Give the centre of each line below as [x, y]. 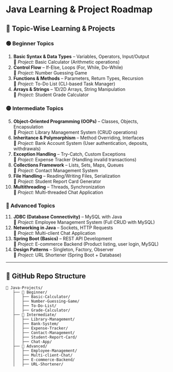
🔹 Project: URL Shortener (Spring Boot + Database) [67, 255]
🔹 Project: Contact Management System [55, 171]
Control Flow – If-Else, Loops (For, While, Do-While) [68, 67]
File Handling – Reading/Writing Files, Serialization [67, 176]
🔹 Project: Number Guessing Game [50, 72]
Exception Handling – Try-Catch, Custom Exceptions [69, 154]
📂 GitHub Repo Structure [46, 276]
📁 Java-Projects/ [24, 288]
